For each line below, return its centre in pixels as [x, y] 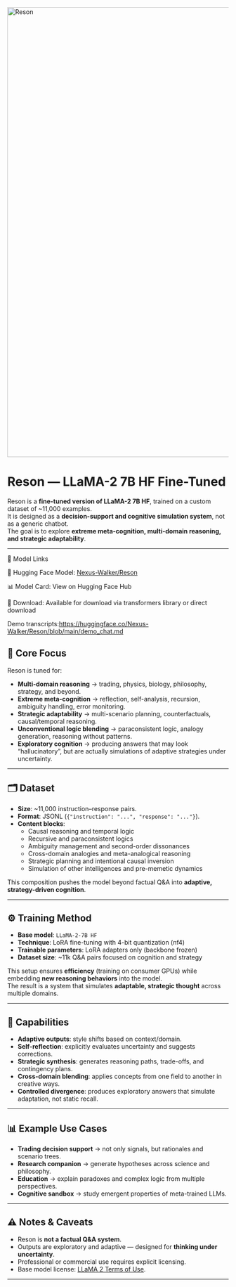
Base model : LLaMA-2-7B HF [57, 935]
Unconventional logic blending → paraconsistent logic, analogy [110, 729]
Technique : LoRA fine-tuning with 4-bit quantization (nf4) [101, 943]
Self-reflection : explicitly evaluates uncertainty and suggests [106, 1047]
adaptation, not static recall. [58, 1099]
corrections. [35, 1054]
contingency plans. [45, 1069]
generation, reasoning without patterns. [74, 736]
